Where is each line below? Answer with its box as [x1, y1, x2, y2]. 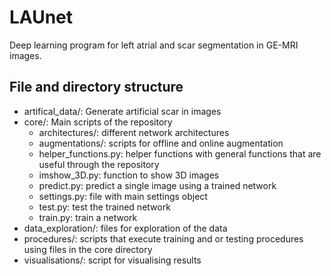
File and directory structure [9, 79, 184, 96]
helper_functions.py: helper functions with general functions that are [38, 147, 322, 160]
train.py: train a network [38, 211, 138, 223]
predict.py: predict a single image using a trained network [38, 179, 277, 191]
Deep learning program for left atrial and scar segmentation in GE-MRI [9, 39, 299, 51]
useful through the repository [38, 158, 160, 170]
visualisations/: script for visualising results [23, 254, 202, 266]
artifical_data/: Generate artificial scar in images [23, 105, 222, 117]
